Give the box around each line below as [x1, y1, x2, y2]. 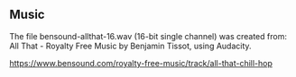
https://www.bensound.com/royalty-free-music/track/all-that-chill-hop [9, 57, 273, 68]
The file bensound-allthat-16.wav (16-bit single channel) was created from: [9, 30, 287, 41]
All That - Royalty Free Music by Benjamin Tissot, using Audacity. [9, 40, 252, 51]
